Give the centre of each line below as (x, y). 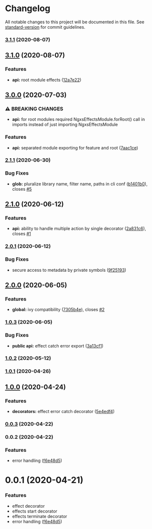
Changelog (28, 8)
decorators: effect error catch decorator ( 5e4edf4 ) (63, 412)
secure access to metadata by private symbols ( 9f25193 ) (69, 270)
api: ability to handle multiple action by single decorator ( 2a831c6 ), (79, 229)
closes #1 (22, 234)
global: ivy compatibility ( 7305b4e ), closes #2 (58, 310)
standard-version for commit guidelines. (45, 27)
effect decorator (28, 506)
